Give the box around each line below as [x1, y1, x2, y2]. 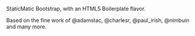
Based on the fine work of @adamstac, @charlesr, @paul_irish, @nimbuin [6, 17, 190, 23]
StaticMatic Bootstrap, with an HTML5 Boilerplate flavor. [6, 5, 146, 12]
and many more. [6, 23, 47, 30]
